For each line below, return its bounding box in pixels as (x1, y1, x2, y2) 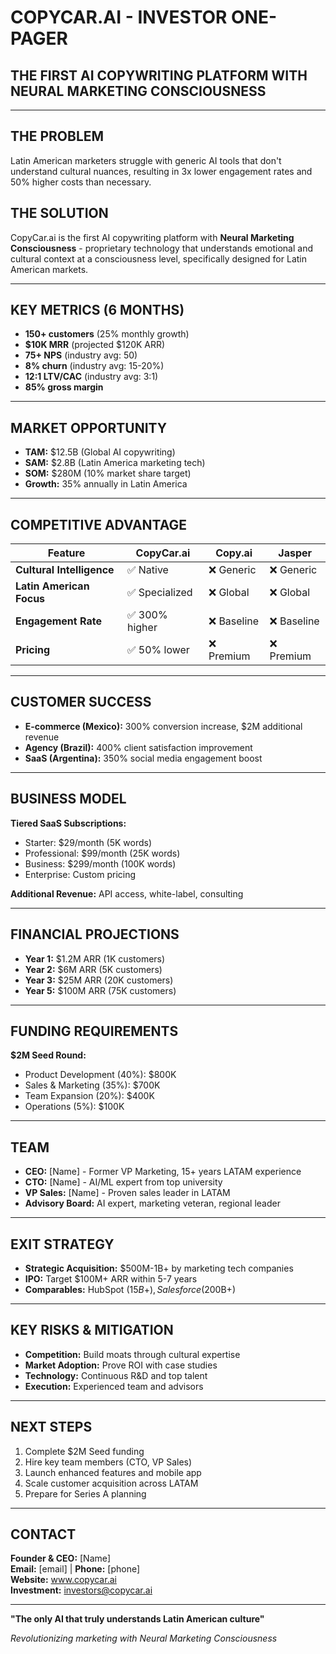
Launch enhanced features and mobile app (24, 1466, 202, 1478)
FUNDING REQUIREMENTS (10, 1022, 179, 1040)
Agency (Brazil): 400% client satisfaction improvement (24, 741, 253, 753)
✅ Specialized (126, 586, 193, 600)
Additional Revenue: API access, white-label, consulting (10, 887, 244, 900)
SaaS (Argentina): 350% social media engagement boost (24, 752, 263, 764)
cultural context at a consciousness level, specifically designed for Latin (10, 252, 307, 265)
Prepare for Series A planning (24, 1487, 147, 1500)
